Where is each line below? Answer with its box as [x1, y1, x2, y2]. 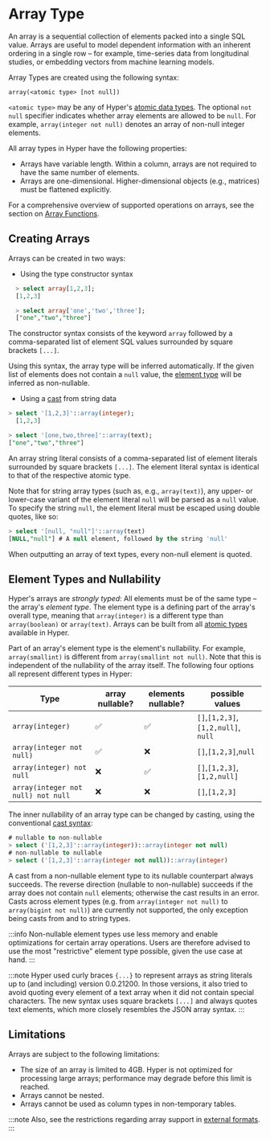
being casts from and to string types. [8, 913, 131, 923]
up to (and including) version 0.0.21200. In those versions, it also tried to [8, 978, 247, 989]
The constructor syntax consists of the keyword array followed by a [8, 329, 233, 338]
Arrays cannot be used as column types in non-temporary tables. [19, 1099, 237, 1108]
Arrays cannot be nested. [19, 1090, 104, 1100]
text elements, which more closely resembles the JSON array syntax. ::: [8, 1004, 245, 1014]
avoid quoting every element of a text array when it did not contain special [8, 987, 255, 997]
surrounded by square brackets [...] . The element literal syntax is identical [8, 461, 260, 471]
